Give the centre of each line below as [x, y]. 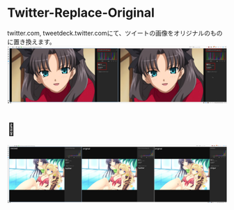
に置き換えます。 [31, 42]
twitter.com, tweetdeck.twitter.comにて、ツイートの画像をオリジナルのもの [115, 33]
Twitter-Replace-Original [81, 13]
